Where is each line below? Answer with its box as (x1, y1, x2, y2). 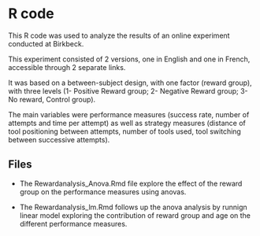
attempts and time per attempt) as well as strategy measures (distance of (8, 118, 247, 127)
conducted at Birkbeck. (8, 39, 84, 48)
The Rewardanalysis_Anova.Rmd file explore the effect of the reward (19, 179, 243, 188)
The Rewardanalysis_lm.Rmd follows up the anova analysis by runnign (19, 202, 248, 212)
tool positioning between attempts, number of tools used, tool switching (8, 127, 242, 136)
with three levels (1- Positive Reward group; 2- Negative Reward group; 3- (8, 86, 248, 95)
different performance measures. (19, 219, 128, 228)
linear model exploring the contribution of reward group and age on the (19, 210, 251, 220)
